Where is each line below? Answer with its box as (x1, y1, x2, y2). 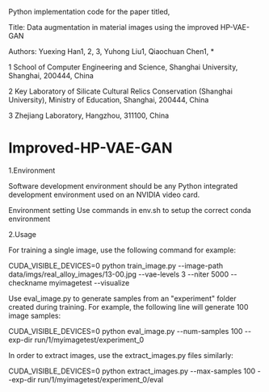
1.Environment (8, 165, 56, 175)
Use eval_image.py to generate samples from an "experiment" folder (8, 294, 237, 303)
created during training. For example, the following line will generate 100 (8, 302, 249, 311)
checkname (8, 277, 48, 287)
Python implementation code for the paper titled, (8, 7, 170, 16)
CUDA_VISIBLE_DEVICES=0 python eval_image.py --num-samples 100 (8, 326, 243, 336)
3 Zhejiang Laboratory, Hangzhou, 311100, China (8, 111, 170, 120)
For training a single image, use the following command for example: (8, 245, 237, 255)
